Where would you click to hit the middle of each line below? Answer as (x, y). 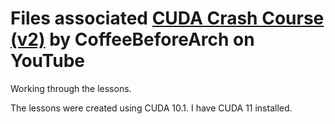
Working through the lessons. (71, 88)
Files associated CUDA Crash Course (167, 18)
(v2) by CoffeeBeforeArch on (132, 39)
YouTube (47, 61)
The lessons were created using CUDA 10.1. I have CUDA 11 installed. (151, 108)
